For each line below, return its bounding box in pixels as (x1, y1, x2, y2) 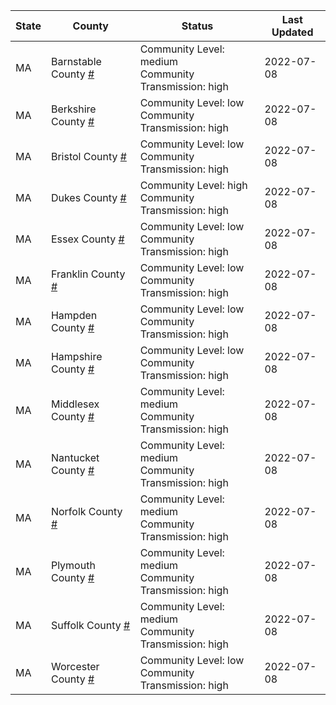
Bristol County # (50, 150, 127, 163)
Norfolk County (50, 505, 123, 518)
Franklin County (50, 267, 126, 281)
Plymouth (50, 559, 96, 572)
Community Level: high (139, 179, 248, 192)
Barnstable (50, 55, 102, 68)
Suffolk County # (50, 619, 131, 632)
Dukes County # (50, 191, 127, 204)
